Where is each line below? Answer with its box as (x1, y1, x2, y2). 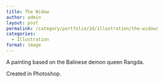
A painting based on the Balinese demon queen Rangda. (6, 58, 144, 66)
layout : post (6, 20, 39, 26)
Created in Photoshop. (6, 70, 61, 77)
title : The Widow (6, 8, 49, 15)
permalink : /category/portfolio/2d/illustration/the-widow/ (6, 25, 159, 32)
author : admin (6, 14, 42, 20)
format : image (6, 42, 42, 48)
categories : (6, 31, 36, 37)
